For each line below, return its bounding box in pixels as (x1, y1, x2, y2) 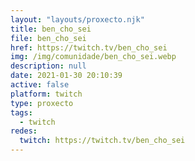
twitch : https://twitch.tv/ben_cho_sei (19, 136, 186, 146)
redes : (10, 126, 38, 136)
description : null (10, 61, 87, 71)
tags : (10, 107, 33, 118)
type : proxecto (10, 98, 74, 108)
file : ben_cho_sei (10, 33, 87, 43)
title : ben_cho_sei (10, 24, 92, 34)
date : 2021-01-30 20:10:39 (10, 71, 123, 81)
